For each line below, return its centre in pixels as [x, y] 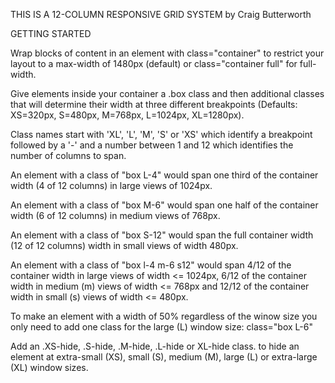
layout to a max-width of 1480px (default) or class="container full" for [154, 63]
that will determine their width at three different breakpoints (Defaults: [154, 104]
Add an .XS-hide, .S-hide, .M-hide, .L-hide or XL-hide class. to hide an [155, 346]
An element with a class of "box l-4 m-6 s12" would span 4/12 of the [151, 265]
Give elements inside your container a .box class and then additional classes [167, 93]
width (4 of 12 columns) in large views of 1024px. [111, 185]
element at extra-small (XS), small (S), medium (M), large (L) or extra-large [164, 357]
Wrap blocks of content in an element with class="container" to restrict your [167, 53]
